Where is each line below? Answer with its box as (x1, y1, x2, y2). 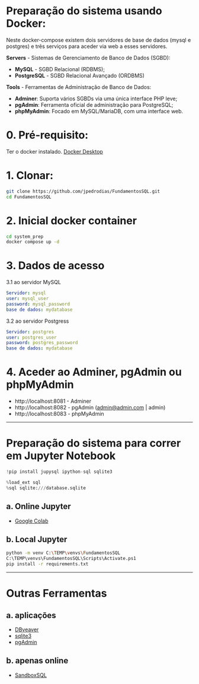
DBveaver (14, 626, 39, 633)
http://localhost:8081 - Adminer (14, 397, 92, 405)
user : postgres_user (6, 334, 57, 341)
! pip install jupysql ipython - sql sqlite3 (6, 469, 113, 475)
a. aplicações (6, 610, 56, 621)
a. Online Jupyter (6, 501, 71, 511)
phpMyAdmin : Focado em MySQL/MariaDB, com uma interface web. (14, 107, 184, 114)
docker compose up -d (6, 239, 60, 245)
